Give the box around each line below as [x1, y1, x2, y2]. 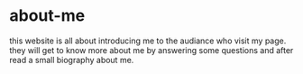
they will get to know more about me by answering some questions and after [9, 44, 294, 55]
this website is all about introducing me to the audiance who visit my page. [9, 35, 287, 46]
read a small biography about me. [9, 54, 134, 65]
